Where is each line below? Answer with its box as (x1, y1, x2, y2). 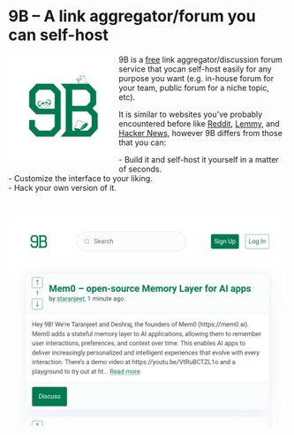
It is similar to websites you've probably (118, 109, 263, 119)
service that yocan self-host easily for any (118, 64, 272, 74)
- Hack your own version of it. (8, 182, 117, 193)
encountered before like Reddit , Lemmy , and (118, 118, 280, 129)
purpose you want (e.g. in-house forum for (118, 72, 275, 83)
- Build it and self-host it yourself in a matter (118, 154, 279, 164)
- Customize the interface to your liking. (8, 172, 154, 183)
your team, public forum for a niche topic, (118, 82, 270, 93)
